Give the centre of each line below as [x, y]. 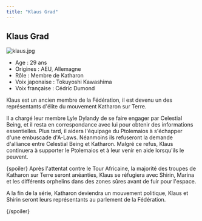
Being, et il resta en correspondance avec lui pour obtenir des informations [100, 125]
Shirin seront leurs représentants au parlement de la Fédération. [86, 200]
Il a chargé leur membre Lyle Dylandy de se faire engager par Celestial [94, 118]
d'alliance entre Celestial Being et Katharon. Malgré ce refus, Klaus [90, 144]
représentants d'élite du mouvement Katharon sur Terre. [76, 107]
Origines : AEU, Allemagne [48, 69]
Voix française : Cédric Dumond [55, 88]
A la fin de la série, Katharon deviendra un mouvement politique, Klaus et [97, 193]
